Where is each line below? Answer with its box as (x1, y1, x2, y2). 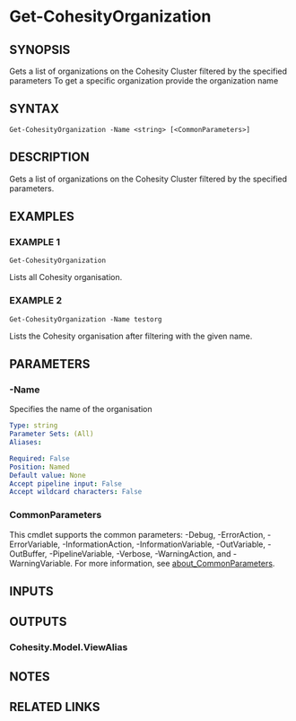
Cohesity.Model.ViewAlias (9, 641, 128, 654)
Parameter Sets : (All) (9, 429, 94, 439)
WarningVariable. (9, 558, 74, 568)
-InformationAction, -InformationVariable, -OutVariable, (62, 539, 266, 550)
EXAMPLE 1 (9, 235, 61, 248)
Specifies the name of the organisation (9, 404, 152, 415)
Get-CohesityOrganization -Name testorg (9, 314, 163, 324)
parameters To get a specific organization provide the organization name (9, 75, 279, 86)
